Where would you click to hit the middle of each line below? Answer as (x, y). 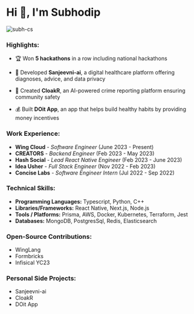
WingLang (28, 250)
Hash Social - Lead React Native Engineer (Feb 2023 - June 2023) (99, 159)
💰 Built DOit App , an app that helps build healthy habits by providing (100, 109)
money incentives (37, 118)
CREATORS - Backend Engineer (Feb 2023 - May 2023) (85, 153)
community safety (37, 97)
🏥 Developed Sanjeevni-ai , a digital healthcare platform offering (95, 73)
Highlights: (23, 45)
